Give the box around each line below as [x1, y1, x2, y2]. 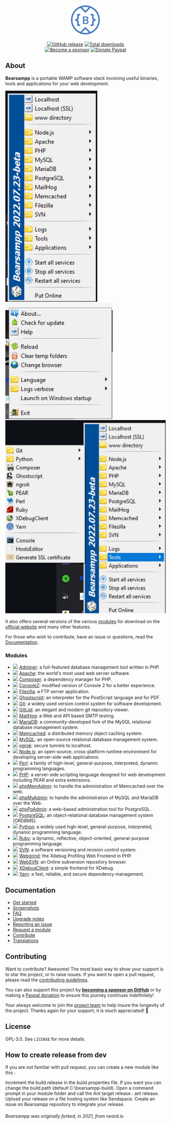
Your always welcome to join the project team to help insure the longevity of [5, 1002, 164, 1008]
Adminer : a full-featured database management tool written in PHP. [19, 664, 160, 670]
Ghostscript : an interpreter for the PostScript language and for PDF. [19, 695, 161, 701]
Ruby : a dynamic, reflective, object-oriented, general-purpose [19, 835, 149, 842]
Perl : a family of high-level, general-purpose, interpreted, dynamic [19, 760, 158, 766]
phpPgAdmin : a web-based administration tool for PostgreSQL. [19, 806, 152, 812]
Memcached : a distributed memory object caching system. [19, 731, 143, 737]
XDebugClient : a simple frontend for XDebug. [19, 865, 115, 871]
